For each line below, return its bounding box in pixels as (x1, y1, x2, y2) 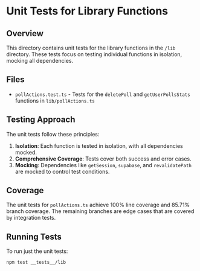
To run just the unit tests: (6, 247, 68, 255)
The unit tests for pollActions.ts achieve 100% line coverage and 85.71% (6, 201, 190, 209)
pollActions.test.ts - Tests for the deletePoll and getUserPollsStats (15, 91, 190, 98)
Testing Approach (6, 115, 76, 125)
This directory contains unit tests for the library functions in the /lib (6, 44, 176, 51)
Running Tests (6, 231, 62, 242)
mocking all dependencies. (6, 57, 74, 64)
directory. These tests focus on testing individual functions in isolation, (6, 51, 182, 58)
